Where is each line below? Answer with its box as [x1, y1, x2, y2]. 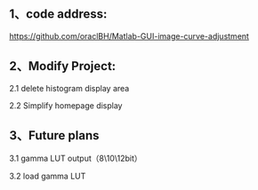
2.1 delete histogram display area [9, 83, 130, 93]
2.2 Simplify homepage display [9, 99, 123, 111]
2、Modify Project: [9, 59, 117, 74]
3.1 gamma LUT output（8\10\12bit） [9, 153, 142, 164]
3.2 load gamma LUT [9, 170, 86, 182]
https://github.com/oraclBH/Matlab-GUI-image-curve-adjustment [9, 30, 249, 41]
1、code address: [9, 6, 108, 22]
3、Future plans [9, 128, 100, 143]
